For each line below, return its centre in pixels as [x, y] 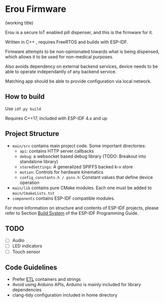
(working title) [19, 23]
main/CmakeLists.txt [33, 193]
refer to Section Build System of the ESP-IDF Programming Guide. [72, 213]
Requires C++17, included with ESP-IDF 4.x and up [56, 118]
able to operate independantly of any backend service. [61, 71]
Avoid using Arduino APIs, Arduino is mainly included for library [77, 285]
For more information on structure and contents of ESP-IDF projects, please [82, 208]
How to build [25, 97]
